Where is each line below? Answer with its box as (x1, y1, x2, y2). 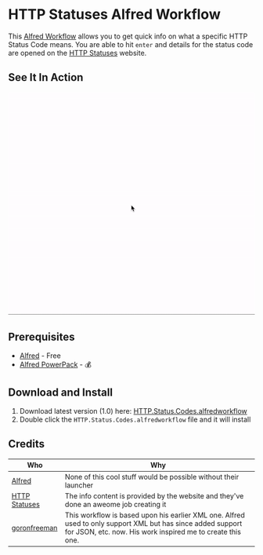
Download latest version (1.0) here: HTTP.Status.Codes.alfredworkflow (19, 406, 248, 415)
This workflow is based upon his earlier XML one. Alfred (65, 510, 245, 520)
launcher (65, 480, 94, 490)
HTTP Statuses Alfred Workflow (8, 5, 221, 24)
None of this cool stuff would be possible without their (65, 472, 240, 481)
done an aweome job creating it (65, 499, 167, 509)
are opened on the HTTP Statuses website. (8, 48, 147, 57)
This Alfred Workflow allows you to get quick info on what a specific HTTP (8, 31, 248, 41)
